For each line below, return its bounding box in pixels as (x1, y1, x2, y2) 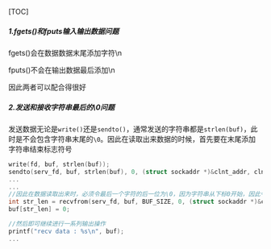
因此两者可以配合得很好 (8, 82, 86, 92)
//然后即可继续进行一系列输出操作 (8, 220, 106, 228)
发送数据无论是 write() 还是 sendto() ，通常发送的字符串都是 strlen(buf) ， (8, 124, 252, 134)
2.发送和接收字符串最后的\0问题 (8, 102, 115, 112)
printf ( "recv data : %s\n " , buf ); (8, 227, 125, 235)
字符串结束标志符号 (8, 144, 73, 154)
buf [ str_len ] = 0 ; (8, 205, 70, 214)
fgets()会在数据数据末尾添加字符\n (8, 48, 123, 57)
